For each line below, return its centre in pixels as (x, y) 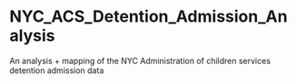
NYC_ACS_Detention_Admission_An (148, 17)
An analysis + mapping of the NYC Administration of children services (140, 60)
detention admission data (57, 70)
